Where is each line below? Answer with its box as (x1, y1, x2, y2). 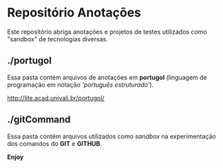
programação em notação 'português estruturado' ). (7, 81, 154, 89)
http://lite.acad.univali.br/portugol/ (7, 94, 105, 102)
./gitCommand (7, 114, 71, 125)
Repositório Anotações (7, 5, 142, 21)
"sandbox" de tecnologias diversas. (7, 34, 108, 43)
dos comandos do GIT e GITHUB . (7, 139, 102, 147)
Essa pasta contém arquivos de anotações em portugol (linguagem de (7, 73, 208, 81)
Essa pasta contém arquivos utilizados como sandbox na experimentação (7, 132, 217, 140)
